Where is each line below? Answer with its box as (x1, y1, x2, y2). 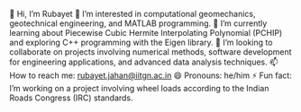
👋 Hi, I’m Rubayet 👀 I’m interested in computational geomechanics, (9, 9, 256, 19)
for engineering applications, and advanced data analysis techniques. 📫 (9, 56, 278, 67)
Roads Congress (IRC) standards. (9, 92, 133, 103)
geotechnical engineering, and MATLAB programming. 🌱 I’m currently (9, 18, 268, 29)
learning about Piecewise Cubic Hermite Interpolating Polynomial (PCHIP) (9, 28, 283, 38)
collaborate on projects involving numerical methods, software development (9, 47, 292, 57)
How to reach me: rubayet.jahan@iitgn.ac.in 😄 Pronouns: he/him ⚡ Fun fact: (9, 70, 293, 81)
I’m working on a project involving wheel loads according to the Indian (9, 83, 269, 93)
